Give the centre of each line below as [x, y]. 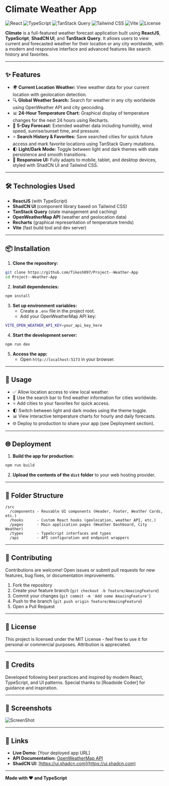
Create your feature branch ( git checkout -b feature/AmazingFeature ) [86, 590]
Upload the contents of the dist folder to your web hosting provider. [84, 475]
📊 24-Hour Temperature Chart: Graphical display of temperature [81, 113]
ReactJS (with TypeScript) [40, 201]
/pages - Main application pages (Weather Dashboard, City [78, 525]
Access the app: [30, 354]
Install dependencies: [36, 287]
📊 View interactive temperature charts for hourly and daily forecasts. [84, 416]
